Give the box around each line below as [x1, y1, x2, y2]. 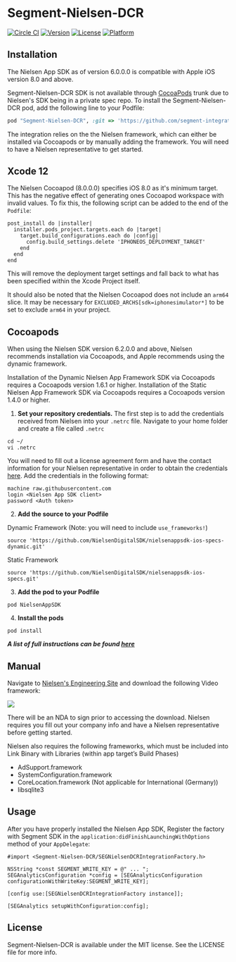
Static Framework [7, 555, 58, 565]
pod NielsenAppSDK [7, 601, 61, 609]
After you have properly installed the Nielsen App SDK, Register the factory [7, 825, 225, 833]
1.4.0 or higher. [7, 396, 51, 405]
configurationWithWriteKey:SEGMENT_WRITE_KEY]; [7, 877, 150, 885]
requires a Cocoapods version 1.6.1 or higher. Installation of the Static [7, 381, 207, 389]
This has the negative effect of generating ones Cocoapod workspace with [7, 192, 225, 200]
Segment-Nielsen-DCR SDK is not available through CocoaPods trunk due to [7, 88, 229, 97]
